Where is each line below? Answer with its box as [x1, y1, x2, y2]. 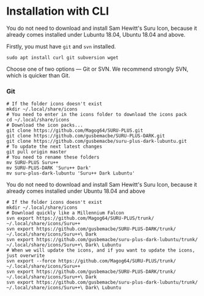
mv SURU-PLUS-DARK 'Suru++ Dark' [6, 165, 92, 171]
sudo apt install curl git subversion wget [6, 54, 119, 60]
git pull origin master [6, 149, 67, 155]
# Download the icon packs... [6, 122, 84, 129]
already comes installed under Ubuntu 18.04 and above [6, 187, 145, 195]
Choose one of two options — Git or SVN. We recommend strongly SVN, [6, 65, 189, 73]
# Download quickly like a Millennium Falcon [6, 210, 124, 216]
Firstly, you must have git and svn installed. [6, 43, 116, 50]
